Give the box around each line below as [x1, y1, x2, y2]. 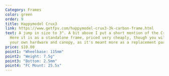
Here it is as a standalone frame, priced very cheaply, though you [10, 35, 156, 40]
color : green [5, 12, 33, 17]
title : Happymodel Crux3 [5, 21, 57, 26]
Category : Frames [5, 7, 42, 12]
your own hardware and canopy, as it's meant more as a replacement [10, 40, 156, 45]
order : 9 [5, 16, 24, 21]
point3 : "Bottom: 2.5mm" [5, 58, 57, 63]
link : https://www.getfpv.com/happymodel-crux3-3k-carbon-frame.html [5, 26, 154, 31]
